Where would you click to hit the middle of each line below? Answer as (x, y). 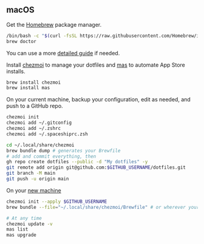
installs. (16, 71)
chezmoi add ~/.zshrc (34, 129)
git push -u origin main (38, 179)
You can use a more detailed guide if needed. (63, 53)
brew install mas (28, 88)
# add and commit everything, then (51, 156)
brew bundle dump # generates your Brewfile (63, 151)
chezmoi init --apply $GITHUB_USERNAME (57, 202)
